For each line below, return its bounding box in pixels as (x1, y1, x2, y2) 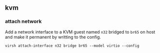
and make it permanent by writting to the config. (5, 34, 102, 40)
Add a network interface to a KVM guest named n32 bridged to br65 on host (5, 29, 156, 35)
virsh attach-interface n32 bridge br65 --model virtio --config (5, 43, 139, 48)
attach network (5, 18, 42, 25)
